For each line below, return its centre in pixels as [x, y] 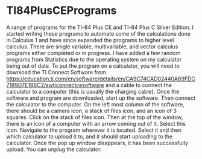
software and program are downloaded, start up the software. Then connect [101, 98]
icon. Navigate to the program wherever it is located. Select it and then [94, 130]
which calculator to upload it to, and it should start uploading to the [90, 136]
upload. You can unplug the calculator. [54, 149]
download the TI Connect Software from [56, 72]
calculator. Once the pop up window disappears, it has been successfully [97, 143]
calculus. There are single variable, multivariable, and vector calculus [92, 47]
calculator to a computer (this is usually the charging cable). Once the [93, 91]
